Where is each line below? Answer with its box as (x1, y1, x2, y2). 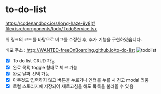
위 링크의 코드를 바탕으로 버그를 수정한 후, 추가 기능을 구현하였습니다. (5, 36, 142, 42)
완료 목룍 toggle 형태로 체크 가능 (12, 65, 78, 70)
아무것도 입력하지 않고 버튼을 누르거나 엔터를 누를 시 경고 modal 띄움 (12, 77, 149, 83)
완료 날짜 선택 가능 (12, 71, 50, 77)
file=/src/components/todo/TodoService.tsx (5, 25, 98, 32)
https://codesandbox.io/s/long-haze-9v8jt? (5, 20, 96, 26)
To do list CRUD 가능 (12, 57, 56, 64)
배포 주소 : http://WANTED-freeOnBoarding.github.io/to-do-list (5, 47, 135, 53)
